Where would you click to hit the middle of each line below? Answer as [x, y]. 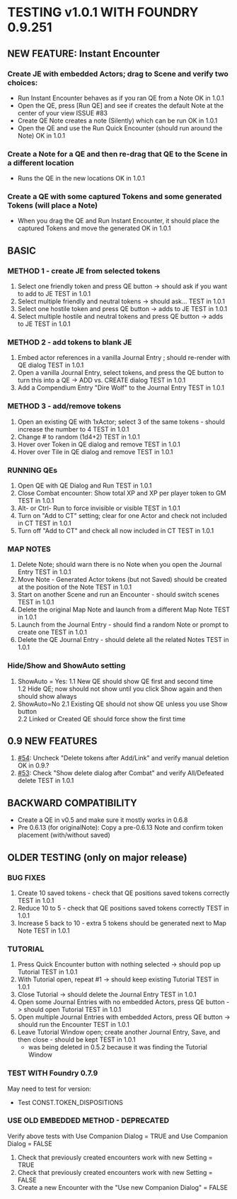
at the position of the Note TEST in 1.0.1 [75, 587]
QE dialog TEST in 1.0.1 [51, 365]
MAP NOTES [29, 548]
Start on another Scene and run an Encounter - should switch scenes [118, 595]
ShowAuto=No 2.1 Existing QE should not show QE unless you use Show [122, 704]
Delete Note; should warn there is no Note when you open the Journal [120, 565]
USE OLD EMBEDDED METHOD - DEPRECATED [88, 1120]
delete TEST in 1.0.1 [46, 781]
